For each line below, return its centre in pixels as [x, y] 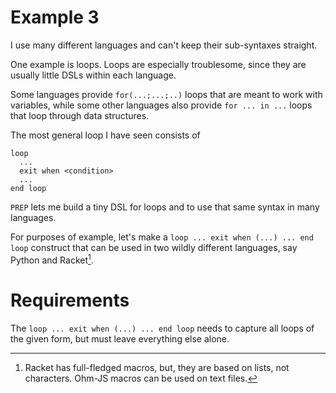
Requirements [70, 300]
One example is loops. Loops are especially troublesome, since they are [158, 64]
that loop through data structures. [80, 115]
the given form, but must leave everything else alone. [120, 338]
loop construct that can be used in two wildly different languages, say [154, 247]
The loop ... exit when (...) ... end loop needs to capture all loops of [162, 328]
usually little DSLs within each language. [93, 75]
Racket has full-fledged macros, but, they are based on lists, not [157, 367]
